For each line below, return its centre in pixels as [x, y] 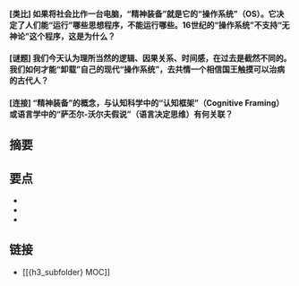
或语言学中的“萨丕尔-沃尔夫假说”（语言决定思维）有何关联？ [121, 114]
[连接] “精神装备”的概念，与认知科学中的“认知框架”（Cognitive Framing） [147, 102]
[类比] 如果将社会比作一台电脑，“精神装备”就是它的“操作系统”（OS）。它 [143, 13]
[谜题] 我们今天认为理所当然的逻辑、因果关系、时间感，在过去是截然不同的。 [150, 58]
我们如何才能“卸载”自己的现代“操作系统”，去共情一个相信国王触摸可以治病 [147, 69]
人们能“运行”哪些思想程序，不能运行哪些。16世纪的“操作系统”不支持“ [153, 25]
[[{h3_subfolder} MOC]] [66, 272]
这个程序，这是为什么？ [73, 36]
